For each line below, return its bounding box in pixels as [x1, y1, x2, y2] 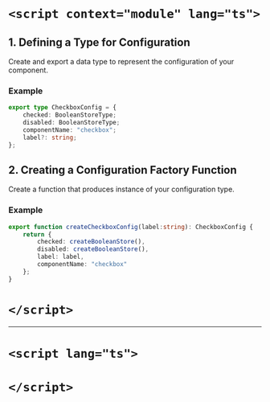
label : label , [37, 252, 84, 261]
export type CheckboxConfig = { [8, 104, 117, 112]
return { [22, 230, 52, 239]
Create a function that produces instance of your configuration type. [8, 184, 235, 195]
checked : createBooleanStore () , [37, 238, 146, 246]
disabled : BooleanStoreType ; [22, 119, 121, 127]
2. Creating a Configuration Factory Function [8, 163, 237, 177]
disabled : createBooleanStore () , [37, 245, 149, 253]
